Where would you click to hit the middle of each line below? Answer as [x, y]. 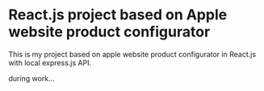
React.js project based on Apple [118, 15]
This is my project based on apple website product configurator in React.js [132, 54]
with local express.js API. [50, 63]
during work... [31, 78]
